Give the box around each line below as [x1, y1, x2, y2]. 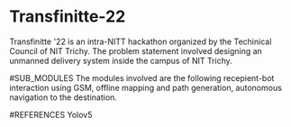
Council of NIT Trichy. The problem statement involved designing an [9, 45, 263, 56]
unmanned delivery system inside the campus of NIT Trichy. [9, 55, 232, 66]
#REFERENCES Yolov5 [9, 109, 93, 120]
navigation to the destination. [9, 92, 117, 103]
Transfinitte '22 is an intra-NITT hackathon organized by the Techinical [9, 36, 272, 47]
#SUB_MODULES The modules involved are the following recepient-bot [9, 72, 275, 83]
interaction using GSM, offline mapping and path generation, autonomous [9, 82, 282, 93]
